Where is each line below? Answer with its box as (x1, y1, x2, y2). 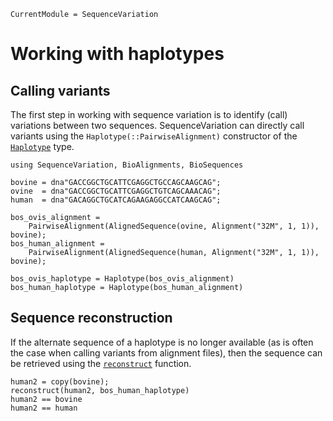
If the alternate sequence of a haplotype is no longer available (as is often (10, 336, 314, 348)
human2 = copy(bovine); (10, 376, 110, 387)
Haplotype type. (10, 141, 75, 152)
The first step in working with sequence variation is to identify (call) (10, 109, 288, 120)
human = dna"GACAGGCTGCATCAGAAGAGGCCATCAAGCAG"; (10, 195, 222, 205)
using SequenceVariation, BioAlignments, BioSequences (10, 160, 244, 170)
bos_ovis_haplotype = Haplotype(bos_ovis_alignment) (10, 274, 235, 284)
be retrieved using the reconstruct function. (10, 357, 192, 369)
